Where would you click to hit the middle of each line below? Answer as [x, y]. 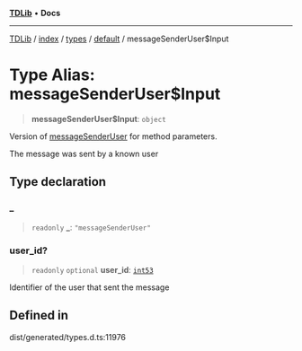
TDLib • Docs [35, 13]
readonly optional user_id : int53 [93, 269]
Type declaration [58, 182]
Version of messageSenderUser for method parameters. [113, 136]
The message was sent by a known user [84, 154]
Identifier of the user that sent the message [89, 287]
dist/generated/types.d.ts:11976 [68, 337]
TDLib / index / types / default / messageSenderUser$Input [119, 39]
